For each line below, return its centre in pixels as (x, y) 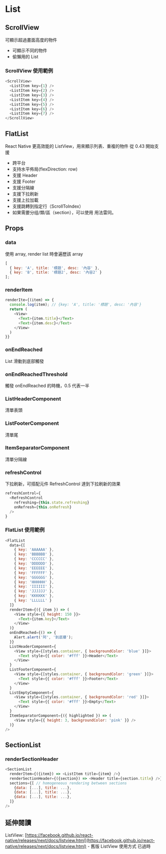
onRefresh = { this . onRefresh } (43, 507)
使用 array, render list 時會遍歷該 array (44, 254)
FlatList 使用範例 (25, 530)
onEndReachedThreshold (36, 374)
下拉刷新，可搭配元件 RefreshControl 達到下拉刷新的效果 (63, 484)
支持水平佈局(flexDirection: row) (45, 169)
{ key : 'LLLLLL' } (33, 601)
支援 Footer (24, 181)
